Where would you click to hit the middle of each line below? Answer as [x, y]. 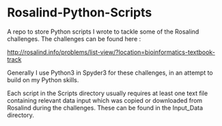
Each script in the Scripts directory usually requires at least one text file [108, 93]
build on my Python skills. [43, 79]
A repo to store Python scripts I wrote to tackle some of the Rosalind [103, 32]
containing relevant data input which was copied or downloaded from [105, 100]
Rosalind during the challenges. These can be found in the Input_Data [105, 108]
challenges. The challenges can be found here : [74, 38]
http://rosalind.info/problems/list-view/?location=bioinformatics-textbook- [111, 52]
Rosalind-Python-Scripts [80, 13]
